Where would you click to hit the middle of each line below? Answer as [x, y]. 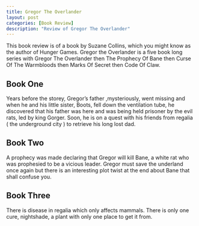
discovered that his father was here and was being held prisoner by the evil [99, 111]
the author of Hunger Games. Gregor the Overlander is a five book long [94, 52]
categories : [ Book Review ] [40, 23]
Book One [25, 84]
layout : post [23, 17]
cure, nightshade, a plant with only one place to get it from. [79, 216]
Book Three [28, 196]
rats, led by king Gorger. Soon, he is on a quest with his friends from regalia [100, 118]
